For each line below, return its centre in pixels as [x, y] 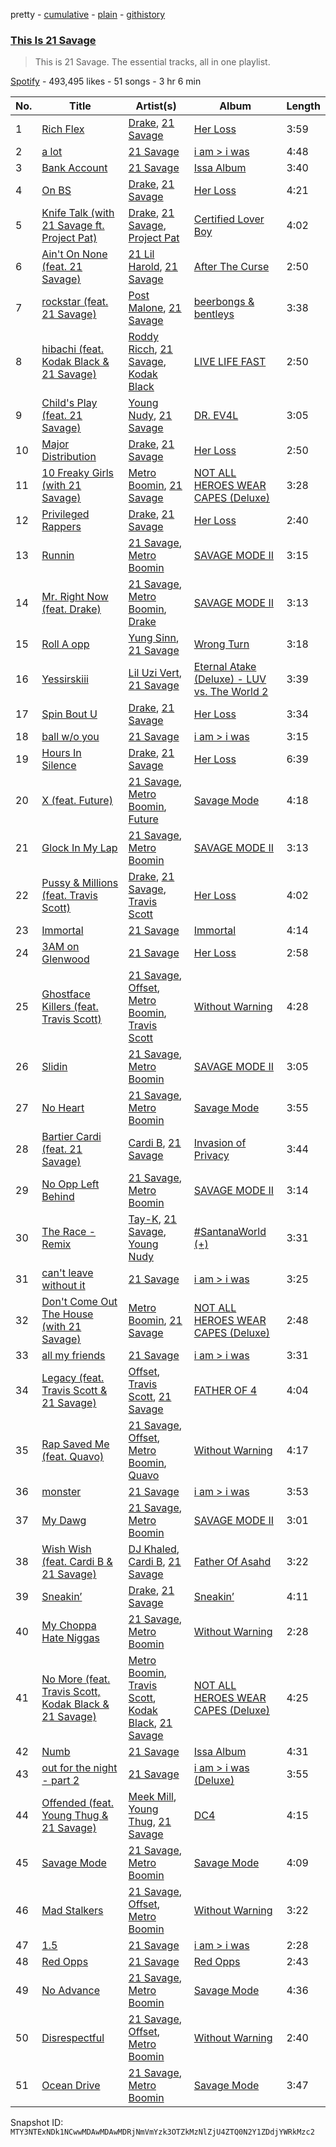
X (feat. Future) [77, 801]
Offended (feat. [77, 1803]
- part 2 [60, 1781]
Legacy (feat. [73, 1378]
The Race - [69, 1232]
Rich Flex [63, 129]
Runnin [58, 556]
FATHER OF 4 [225, 1391]
